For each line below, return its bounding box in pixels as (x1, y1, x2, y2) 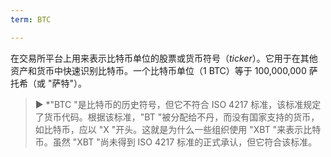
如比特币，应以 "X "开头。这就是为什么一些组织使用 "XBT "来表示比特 (34, 123, 322, 135)
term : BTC (10, 14, 52, 25)
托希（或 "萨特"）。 (10, 77, 87, 89)
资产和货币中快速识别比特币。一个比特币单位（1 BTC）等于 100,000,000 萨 (10, 64, 318, 76)
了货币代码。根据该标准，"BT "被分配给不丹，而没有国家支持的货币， (34, 111, 320, 123)
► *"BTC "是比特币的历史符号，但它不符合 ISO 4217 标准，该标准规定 (34, 98, 322, 110)
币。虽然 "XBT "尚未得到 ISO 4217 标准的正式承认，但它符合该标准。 (34, 136, 318, 148)
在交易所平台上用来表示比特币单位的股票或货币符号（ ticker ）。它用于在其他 (10, 52, 318, 64)
